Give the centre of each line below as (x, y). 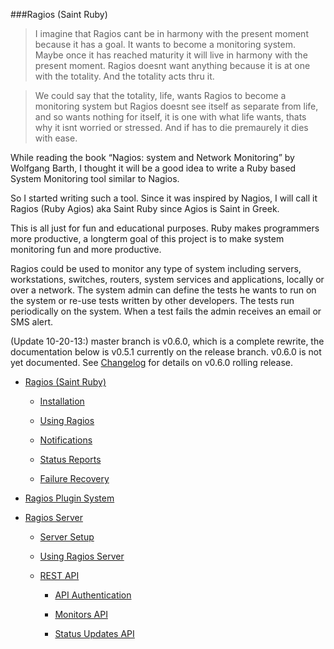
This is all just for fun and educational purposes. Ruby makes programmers (165, 228)
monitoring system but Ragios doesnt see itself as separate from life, (176, 106)
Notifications (66, 440)
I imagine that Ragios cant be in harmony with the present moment (171, 33)
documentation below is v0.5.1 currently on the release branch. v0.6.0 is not (166, 352)
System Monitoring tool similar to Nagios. (95, 178)
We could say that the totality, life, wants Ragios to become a (160, 95)
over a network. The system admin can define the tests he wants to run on (163, 290)
